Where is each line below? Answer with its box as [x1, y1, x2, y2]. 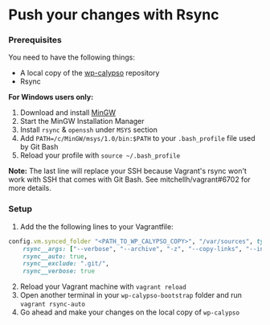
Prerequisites [8, 35, 62, 46]
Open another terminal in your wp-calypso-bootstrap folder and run [19, 290, 243, 300]
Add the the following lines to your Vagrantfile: [19, 221, 174, 231]
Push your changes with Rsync [8, 6, 219, 24]
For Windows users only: [8, 93, 94, 102]
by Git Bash [19, 142, 59, 152]
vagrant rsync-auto [19, 300, 86, 309]
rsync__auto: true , [22, 252, 88, 261]
